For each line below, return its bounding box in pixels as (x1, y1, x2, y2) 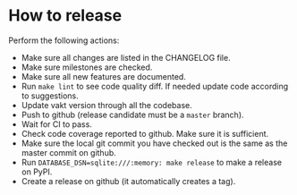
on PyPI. (21, 166, 53, 177)
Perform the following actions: (8, 35, 120, 46)
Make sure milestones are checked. (21, 62, 153, 72)
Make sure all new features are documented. (21, 71, 187, 81)
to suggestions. (21, 90, 80, 101)
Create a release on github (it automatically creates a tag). (21, 175, 236, 186)
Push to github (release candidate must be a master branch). (21, 109, 244, 120)
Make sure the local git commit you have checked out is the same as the (21, 138, 288, 148)
